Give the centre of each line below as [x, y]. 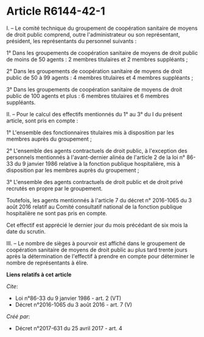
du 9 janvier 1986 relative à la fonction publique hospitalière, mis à [97, 163]
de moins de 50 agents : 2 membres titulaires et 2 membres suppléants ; [97, 59]
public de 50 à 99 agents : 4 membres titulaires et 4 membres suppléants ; [100, 77]
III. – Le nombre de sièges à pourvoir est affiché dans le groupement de [96, 243]
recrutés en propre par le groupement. [55, 188]
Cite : [12, 286]
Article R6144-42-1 [56, 11]
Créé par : [18, 316]
